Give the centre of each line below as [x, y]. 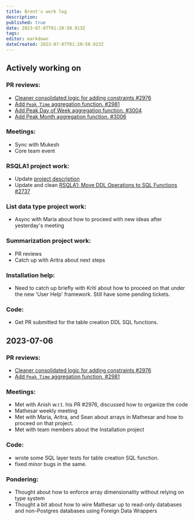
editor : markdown [27, 39]
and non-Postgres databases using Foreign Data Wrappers [86, 511]
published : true [26, 22]
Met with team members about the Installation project [79, 429]
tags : [13, 34]
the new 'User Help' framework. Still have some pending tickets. [92, 294]
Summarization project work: [48, 241]
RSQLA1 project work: [38, 166]
